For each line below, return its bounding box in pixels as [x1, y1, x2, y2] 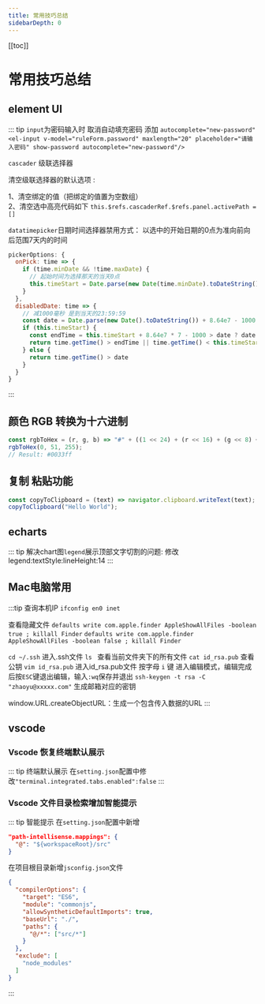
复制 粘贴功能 [8, 474, 73, 488]
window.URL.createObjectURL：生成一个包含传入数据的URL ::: [8, 698, 211, 707]
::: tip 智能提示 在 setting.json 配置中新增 [8, 817, 140, 826]
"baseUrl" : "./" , [22, 915, 80, 923]
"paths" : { [22, 923, 58, 931]
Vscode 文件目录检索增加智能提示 [8, 798, 137, 809]
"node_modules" [22, 960, 73, 968]
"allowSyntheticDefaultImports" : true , [22, 908, 154, 916]
